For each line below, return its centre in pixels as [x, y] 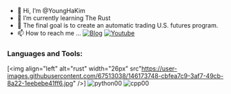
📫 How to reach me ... [49, 33]
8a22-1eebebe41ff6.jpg [40, 84]
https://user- [159, 68]
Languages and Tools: [45, 53]
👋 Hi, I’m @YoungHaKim [51, 11]
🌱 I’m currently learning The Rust [64, 18]
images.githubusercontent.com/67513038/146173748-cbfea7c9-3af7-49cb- [115, 76]
